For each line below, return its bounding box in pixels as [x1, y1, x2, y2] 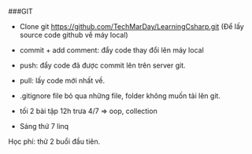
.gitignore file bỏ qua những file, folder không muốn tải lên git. [19, 91, 220, 101]
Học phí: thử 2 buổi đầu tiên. [8, 137, 101, 146]
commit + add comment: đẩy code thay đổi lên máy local [19, 46, 205, 54]
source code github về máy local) [19, 31, 128, 39]
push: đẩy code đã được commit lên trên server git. [19, 60, 186, 70]
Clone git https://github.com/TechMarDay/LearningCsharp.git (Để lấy [19, 22, 244, 31]
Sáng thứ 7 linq [19, 122, 69, 130]
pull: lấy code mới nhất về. [19, 76, 105, 85]
